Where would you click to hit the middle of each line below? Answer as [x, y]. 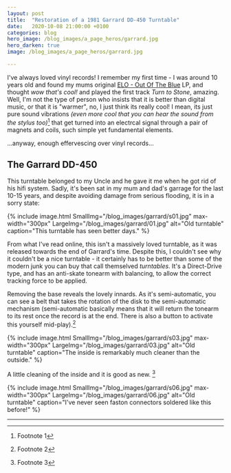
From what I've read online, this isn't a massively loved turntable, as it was [112, 244]
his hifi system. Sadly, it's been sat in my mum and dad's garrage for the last [115, 188]
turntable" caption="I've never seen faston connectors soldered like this [109, 402]
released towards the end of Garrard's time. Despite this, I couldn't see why [114, 252]
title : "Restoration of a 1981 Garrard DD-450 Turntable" [93, 20]
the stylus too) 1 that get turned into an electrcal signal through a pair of [108, 122]
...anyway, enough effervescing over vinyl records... [81, 143]
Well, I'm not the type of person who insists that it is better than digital [106, 99]
